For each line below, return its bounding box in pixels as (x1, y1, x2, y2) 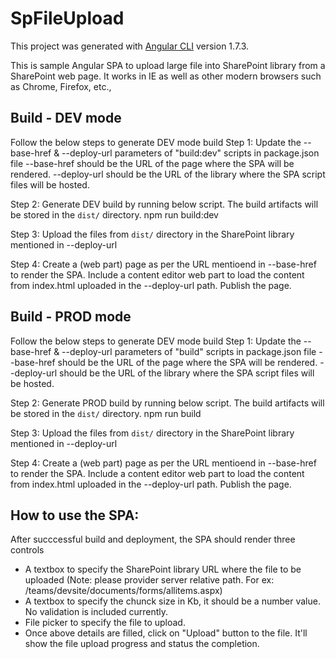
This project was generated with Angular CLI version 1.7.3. (10, 40, 250, 52)
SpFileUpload (10, 7, 125, 30)
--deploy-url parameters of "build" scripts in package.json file (61, 345, 317, 357)
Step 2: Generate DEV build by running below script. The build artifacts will (10, 198, 319, 210)
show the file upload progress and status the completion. (24, 638, 260, 650)
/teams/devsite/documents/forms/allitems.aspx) (24, 585, 223, 597)
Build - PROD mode (10, 308, 132, 326)
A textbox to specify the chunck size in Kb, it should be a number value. (24, 595, 321, 607)
